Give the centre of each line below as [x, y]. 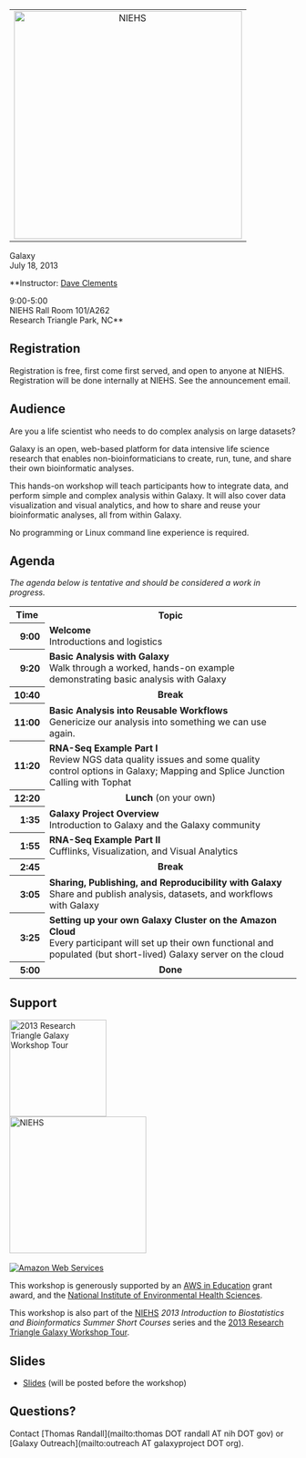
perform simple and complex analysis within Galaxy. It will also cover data [148, 495]
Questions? [43, 1412]
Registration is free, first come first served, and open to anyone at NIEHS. [147, 370]
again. [62, 733]
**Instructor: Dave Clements [64, 283]
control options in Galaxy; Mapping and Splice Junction [167, 771]
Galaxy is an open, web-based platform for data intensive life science [140, 448]
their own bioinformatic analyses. [72, 467]
